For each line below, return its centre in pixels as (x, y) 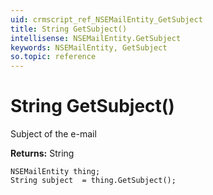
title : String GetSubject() (69, 29)
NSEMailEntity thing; (55, 172)
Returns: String (42, 153)
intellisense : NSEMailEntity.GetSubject (96, 38)
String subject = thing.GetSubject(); (93, 181)
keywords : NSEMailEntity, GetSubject (89, 47)
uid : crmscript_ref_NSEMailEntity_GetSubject (106, 19)
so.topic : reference (53, 57)
